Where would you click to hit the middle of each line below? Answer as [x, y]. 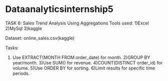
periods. [21, 73]
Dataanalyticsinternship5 [59, 9]
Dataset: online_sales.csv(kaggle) [40, 38]
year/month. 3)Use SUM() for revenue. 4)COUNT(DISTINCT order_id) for [88, 62]
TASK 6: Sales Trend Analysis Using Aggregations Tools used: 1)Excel [77, 23]
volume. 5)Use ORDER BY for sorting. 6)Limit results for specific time [84, 68]
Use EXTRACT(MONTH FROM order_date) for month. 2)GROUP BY [81, 57]
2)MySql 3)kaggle [24, 28]
